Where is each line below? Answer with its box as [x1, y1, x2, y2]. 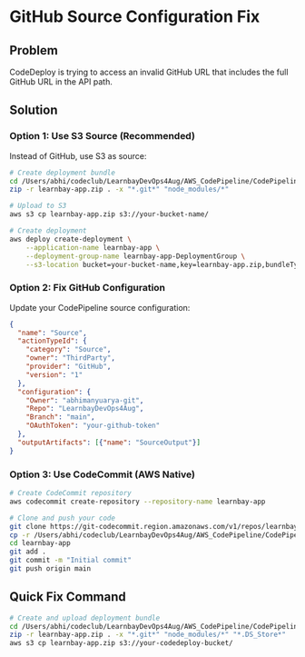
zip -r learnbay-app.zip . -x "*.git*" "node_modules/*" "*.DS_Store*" [9, 630, 286, 640]
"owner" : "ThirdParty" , [25, 353, 116, 363]
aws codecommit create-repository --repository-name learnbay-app [9, 497, 266, 506]
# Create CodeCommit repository [9, 489, 132, 498]
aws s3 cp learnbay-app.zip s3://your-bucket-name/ [9, 210, 209, 219]
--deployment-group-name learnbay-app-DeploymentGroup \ [25, 252, 246, 261]
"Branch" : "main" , [25, 413, 95, 422]
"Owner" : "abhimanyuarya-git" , [25, 395, 144, 405]
